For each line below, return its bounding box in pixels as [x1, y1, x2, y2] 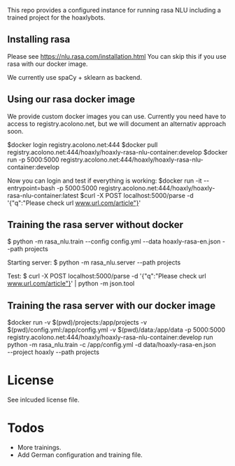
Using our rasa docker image [7, 94, 136, 106]
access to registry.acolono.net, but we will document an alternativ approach [7, 119, 227, 128]
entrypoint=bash [7, 183, 56, 192]
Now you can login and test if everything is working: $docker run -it [7, 176, 202, 185]
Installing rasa [7, 34, 71, 45]
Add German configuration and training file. [17, 451, 143, 459]
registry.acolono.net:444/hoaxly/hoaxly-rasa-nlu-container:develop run [7, 333, 213, 341]
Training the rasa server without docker [7, 219, 184, 231]
